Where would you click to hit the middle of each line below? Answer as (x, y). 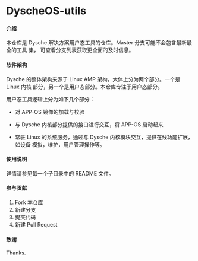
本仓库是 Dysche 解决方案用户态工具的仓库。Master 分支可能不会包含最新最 (99, 43)
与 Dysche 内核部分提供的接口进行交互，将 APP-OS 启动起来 (89, 124)
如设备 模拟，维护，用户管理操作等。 (60, 144)
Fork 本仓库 (29, 202)
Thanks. (16, 253)
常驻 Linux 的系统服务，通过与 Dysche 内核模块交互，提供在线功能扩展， (104, 137)
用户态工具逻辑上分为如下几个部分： (51, 99)
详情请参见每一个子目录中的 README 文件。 (60, 173)
